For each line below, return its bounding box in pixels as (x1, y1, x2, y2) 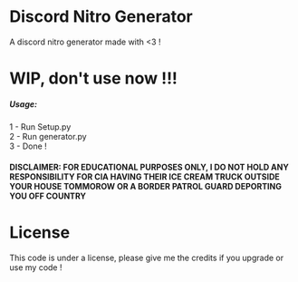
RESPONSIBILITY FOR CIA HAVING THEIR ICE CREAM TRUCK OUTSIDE (9, 170, 281, 182)
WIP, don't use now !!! (9, 68, 178, 89)
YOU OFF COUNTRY (9, 190, 86, 201)
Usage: (9, 98, 38, 110)
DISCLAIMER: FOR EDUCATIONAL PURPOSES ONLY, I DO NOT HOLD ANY (9, 161, 290, 172)
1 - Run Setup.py (9, 122, 72, 132)
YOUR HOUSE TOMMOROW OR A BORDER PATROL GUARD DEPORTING (9, 180, 283, 191)
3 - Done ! (9, 141, 47, 151)
